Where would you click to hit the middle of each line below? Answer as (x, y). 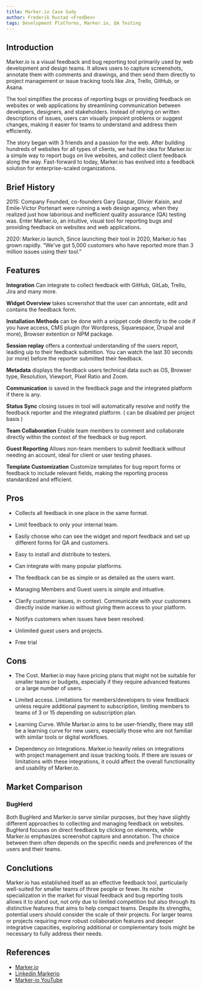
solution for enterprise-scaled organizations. (61, 168)
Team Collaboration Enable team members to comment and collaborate (95, 430)
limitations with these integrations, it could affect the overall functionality (105, 762)
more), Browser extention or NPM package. (60, 334)
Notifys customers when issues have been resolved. (80, 619)
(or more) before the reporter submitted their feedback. (75, 358)
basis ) (14, 419)
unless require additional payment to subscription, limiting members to (102, 706)
